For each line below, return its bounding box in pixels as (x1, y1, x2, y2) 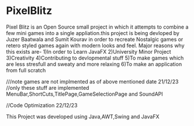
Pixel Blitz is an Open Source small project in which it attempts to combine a (6, 23, 189, 30)
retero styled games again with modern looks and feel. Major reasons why (6, 42, 185, 49)
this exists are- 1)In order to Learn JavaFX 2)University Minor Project (6, 48, 171, 55)
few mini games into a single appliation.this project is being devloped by (6, 29, 180, 36)
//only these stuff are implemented (6, 84, 89, 91)
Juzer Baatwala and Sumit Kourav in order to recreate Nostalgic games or (6, 36, 183, 43)
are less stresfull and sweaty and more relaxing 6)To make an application (6, 60, 182, 68)
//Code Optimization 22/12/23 (6, 101, 78, 108)
